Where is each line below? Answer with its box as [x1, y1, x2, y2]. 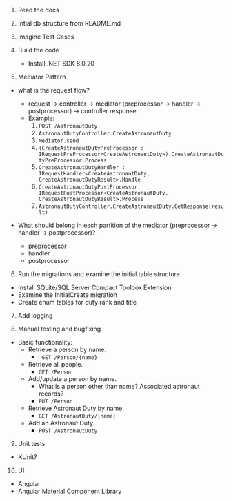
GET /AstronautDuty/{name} [38, 413, 117, 420]
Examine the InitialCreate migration [17, 291, 118, 299]
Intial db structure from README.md [17, 19, 121, 27]
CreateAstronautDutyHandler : [38, 164, 125, 171]
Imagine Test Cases [17, 32, 74, 41]
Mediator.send [38, 137, 79, 144]
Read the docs [17, 6, 59, 14]
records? [38, 389, 64, 398]
